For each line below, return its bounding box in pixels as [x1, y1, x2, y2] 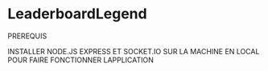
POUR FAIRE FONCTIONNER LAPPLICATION [7, 55, 155, 65]
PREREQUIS [7, 31, 47, 41]
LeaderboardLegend [7, 5, 147, 23]
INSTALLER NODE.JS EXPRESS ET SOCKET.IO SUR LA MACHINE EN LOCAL [7, 46, 260, 56]
